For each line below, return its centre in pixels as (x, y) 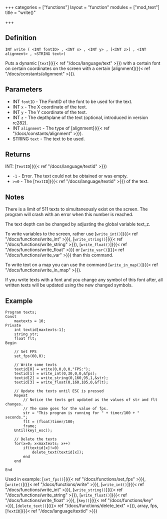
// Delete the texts (35, 439)
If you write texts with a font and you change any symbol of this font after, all (84, 280)
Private (13, 325)
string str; (26, 334)
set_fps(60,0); (30, 356)
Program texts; (21, 312)
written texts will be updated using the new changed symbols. (69, 285)
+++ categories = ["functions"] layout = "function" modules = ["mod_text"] (82, 7)
